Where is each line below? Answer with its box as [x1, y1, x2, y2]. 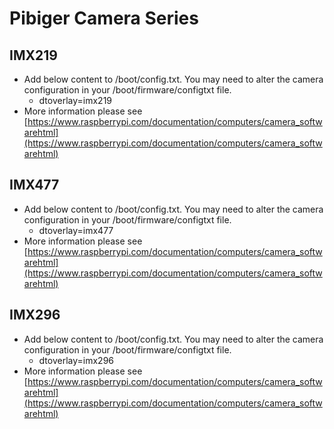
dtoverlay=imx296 [38, 354, 115, 366]
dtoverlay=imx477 [38, 224, 114, 236]
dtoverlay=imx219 [38, 95, 113, 106]
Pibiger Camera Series [9, 7, 199, 30]
